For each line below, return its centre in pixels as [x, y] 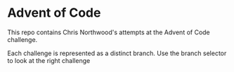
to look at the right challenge [49, 60]
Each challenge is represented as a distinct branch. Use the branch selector [117, 53]
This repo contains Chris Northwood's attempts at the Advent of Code [109, 32]
